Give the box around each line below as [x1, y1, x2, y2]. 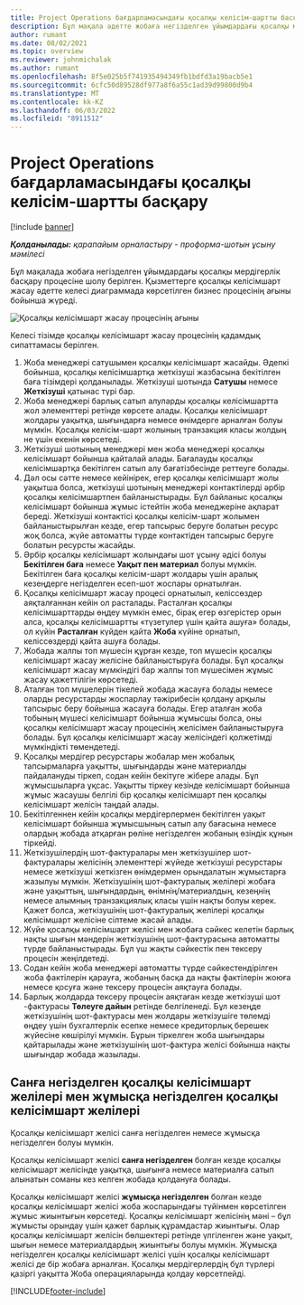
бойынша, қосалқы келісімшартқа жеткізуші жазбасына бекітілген [23, 367, 281, 378]
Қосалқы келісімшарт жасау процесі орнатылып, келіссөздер [23, 588, 263, 599]
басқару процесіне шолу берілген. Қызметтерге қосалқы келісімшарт [10, 276, 281, 287]
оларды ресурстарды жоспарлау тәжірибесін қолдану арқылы [23, 694, 266, 705]
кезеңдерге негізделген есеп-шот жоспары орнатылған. [23, 578, 242, 589]
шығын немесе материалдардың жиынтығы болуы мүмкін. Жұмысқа [10, 1239, 278, 1250]
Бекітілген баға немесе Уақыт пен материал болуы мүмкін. [23, 559, 257, 570]
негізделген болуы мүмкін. [10, 1137, 114, 1148]
